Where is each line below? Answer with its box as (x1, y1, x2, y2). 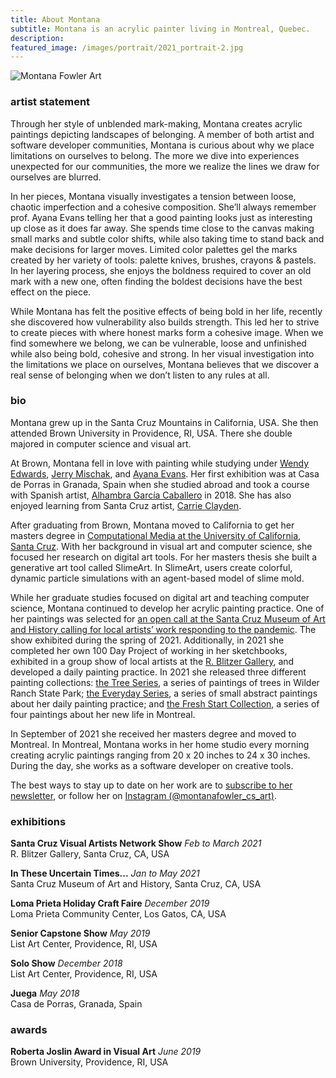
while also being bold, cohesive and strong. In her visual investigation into (10, 347, 315, 360)
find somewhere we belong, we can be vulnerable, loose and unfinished (10, 337, 307, 349)
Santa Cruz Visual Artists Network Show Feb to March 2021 (10, 837, 262, 850)
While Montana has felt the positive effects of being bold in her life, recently (10, 305, 323, 317)
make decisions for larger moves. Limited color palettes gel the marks (10, 243, 298, 255)
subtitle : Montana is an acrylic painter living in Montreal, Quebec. (10, 24, 311, 34)
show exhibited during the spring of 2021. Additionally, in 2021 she (10, 634, 285, 646)
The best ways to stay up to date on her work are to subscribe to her (10, 779, 293, 791)
